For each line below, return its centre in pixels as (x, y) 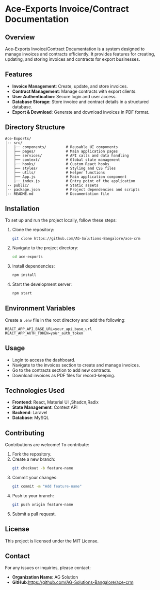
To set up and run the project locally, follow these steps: (61, 220)
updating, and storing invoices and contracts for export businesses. (72, 59)
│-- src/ (14, 143)
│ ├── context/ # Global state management (63, 160)
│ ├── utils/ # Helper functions (55, 173)
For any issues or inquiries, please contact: (48, 568)
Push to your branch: (33, 495)
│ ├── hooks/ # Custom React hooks (57, 164)
